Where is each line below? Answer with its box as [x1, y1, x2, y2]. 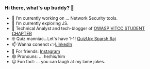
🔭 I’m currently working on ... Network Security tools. [11, 15, 118, 21]
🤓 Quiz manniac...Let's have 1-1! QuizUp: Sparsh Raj [11, 36, 116, 41]
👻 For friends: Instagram [11, 48, 60, 55]
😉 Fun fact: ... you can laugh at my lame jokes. [11, 59, 105, 65]
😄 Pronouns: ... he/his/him [11, 54, 65, 59]
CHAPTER [11, 31, 32, 37]
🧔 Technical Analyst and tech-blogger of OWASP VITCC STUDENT [11, 26, 145, 31]
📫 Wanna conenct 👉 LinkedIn [11, 41, 72, 47]
